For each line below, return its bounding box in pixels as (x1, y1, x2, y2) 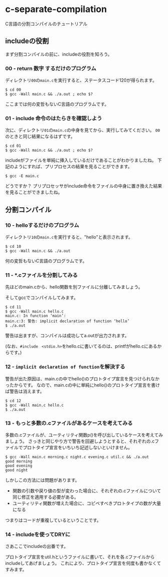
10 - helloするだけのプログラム (5, 222, 79, 229)
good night (5, 468, 28, 473)
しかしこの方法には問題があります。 (5, 477, 80, 483)
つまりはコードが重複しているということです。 (5, 517, 101, 523)
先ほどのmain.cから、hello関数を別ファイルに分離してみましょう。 (5, 284, 143, 290)
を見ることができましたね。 (5, 189, 63, 195)
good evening (5, 463, 33, 468)
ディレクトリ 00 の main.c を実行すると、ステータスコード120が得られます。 (5, 77, 157, 83)
